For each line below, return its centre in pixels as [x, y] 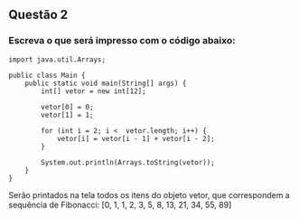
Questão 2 [38, 15]
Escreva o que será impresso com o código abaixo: [122, 41]
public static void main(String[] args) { [106, 83]
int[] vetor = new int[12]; [93, 91]
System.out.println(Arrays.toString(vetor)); [128, 162]
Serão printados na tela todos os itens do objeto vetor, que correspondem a [149, 195]
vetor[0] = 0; [67, 107]
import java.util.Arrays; [57, 59]
